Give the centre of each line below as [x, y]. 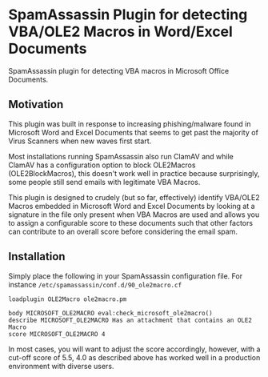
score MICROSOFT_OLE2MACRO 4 [57, 334]
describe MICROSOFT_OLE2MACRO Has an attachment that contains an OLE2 [130, 320]
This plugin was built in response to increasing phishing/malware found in [130, 124]
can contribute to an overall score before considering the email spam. [123, 231]
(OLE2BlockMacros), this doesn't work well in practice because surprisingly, [134, 173]
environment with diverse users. [61, 366]
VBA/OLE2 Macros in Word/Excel [121, 32]
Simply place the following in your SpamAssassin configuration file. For [125, 276]
